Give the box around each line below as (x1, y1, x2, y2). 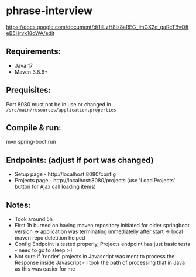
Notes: (6, 200, 31, 210)
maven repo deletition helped (14, 234, 85, 241)
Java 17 (14, 62, 33, 69)
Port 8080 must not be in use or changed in (6, 101, 111, 108)
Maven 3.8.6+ (14, 68, 49, 75)
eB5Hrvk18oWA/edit (6, 29, 54, 36)
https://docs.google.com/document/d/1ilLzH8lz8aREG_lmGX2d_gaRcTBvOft (6, 23, 189, 30)
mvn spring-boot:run (6, 138, 56, 146)
